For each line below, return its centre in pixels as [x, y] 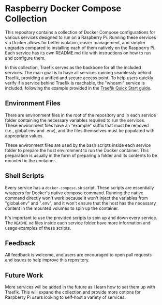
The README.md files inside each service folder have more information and [78, 223]
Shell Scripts [25, 176]
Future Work [24, 275]
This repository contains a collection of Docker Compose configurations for [80, 32]
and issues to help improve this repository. [47, 260]
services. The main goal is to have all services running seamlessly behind [78, 72]
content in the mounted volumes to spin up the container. [62, 208]
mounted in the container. [31, 160]
